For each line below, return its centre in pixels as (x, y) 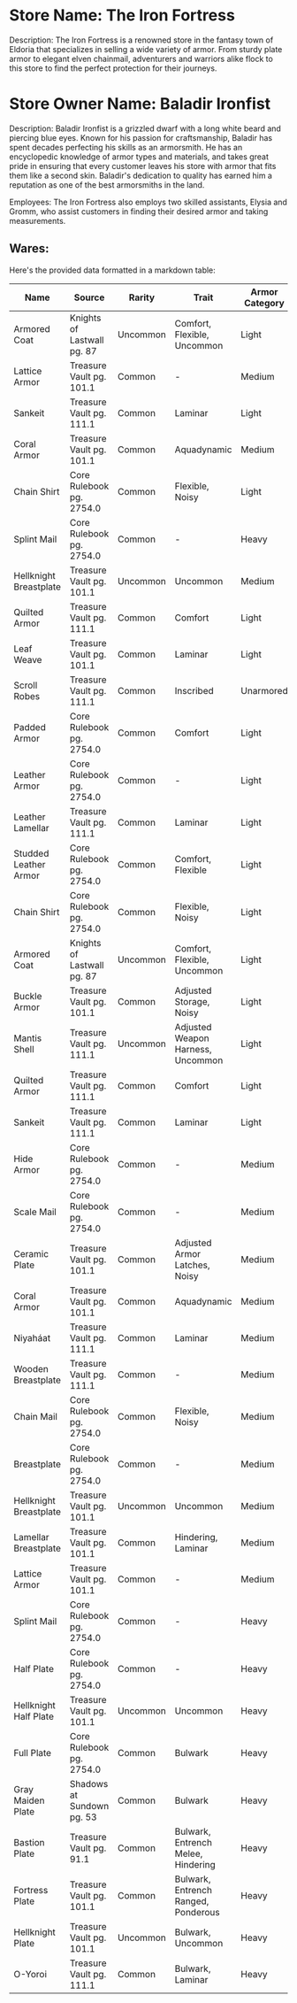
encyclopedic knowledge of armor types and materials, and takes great (139, 157)
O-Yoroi (30, 1974)
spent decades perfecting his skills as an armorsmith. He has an (126, 147)
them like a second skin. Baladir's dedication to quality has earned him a (141, 175)
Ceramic (31, 1253)
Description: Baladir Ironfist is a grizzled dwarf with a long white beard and (145, 128)
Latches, (192, 1265)
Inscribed (194, 690)
